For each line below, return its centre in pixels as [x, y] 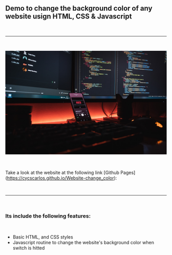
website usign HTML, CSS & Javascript [69, 17]
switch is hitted [29, 248]
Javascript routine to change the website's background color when [83, 242]
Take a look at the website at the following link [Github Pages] [70, 172]
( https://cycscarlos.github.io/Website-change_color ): [61, 178]
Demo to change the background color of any [79, 8]
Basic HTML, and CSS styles [43, 237]
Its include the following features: [48, 216]
